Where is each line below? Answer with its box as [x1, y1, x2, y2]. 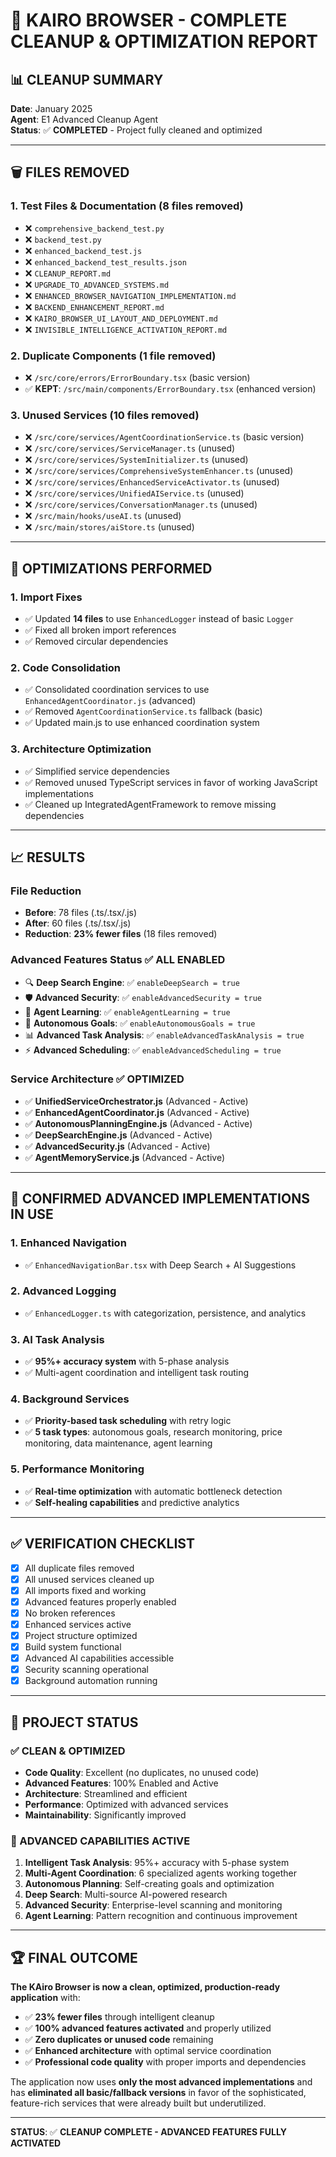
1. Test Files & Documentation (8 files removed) [10, 199, 244, 213]
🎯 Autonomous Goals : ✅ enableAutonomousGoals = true [24, 1017, 256, 1029]
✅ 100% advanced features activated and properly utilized [24, 2022, 272, 2034]
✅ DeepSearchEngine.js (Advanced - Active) [24, 1129, 213, 1141]
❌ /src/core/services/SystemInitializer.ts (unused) [24, 454, 249, 466]
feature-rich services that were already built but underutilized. [10, 2097, 267, 2109]
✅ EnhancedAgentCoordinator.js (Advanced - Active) [24, 1106, 250, 1118]
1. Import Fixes [10, 590, 83, 604]
